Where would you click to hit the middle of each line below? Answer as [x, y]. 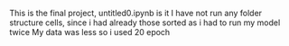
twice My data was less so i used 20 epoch [90, 32]
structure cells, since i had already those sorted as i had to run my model [145, 23]
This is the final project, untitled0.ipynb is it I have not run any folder [136, 13]
